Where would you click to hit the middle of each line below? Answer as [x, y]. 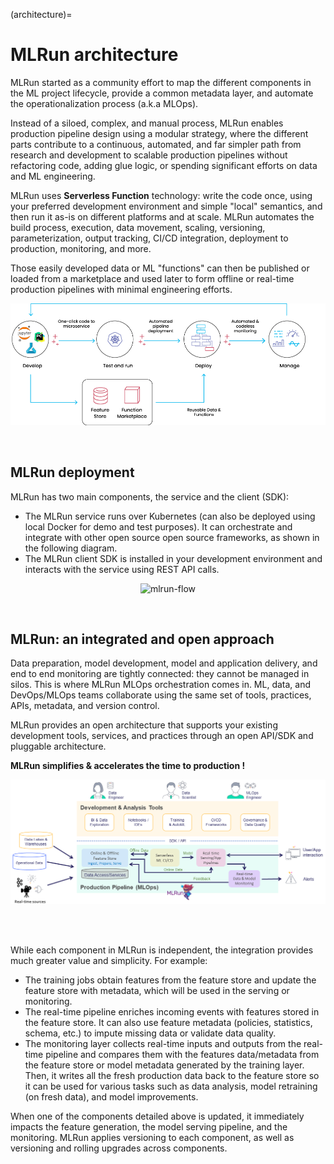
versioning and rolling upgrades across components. [119, 1148]
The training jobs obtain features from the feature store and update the [170, 980]
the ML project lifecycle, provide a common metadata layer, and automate [162, 93]
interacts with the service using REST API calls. [122, 569]
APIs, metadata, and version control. [85, 706]
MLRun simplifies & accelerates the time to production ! [128, 766]
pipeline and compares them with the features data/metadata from [182, 1054]
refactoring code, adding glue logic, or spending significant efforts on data [164, 165]
